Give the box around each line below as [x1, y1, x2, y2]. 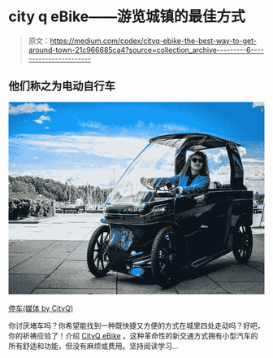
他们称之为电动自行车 [8, 79, 115, 94]
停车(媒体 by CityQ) [8, 303, 74, 313]
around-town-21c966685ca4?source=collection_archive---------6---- [28, 45, 264, 55]
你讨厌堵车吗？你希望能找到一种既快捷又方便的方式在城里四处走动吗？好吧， [8, 321, 265, 330]
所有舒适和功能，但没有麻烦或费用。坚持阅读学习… [8, 341, 179, 351]
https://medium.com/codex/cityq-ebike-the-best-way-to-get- [50, 36, 258, 46]
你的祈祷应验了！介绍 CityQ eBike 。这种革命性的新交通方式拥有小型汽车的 [8, 330, 258, 340]
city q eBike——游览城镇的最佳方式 [8, 7, 245, 26]
